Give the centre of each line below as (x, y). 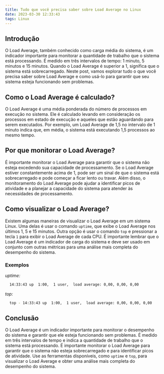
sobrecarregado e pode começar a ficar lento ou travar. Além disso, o (75, 178)
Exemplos (17, 265)
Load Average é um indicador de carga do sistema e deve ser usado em (78, 241)
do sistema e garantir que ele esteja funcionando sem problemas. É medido (81, 335)
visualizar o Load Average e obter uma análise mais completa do (70, 361)
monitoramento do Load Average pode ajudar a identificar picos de (73, 183)
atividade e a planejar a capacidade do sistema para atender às (69, 188)
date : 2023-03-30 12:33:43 (33, 14)
